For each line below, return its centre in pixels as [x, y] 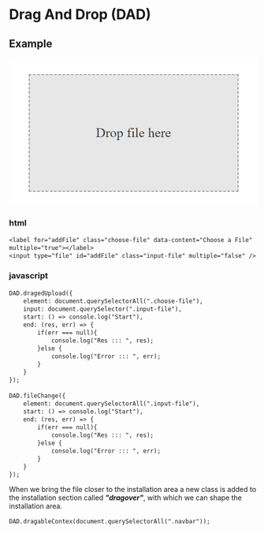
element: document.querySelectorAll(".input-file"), [112, 404]
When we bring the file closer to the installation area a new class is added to [133, 489]
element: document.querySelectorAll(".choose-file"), [113, 301]
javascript [29, 276]
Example [31, 44]
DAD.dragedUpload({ [41, 293]
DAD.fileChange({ [37, 396]
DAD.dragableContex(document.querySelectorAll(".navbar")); [110, 521]
